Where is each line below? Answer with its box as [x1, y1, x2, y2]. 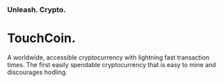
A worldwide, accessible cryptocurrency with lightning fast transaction [7, 53, 210, 62]
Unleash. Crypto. [7, 5, 66, 15]
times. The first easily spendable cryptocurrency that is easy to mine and [7, 60, 217, 68]
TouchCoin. [7, 30, 76, 46]
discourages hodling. [7, 68, 68, 76]
